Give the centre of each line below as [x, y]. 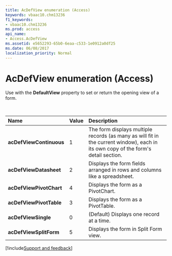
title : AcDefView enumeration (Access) [48, 10]
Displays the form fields [117, 163]
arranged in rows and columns [125, 170]
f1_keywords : [19, 20]
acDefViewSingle [29, 217]
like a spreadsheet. [111, 176]
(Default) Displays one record [124, 214]
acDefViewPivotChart [35, 188]
